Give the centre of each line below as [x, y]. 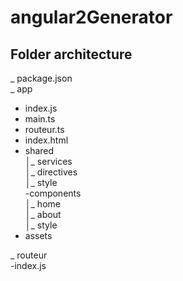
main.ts [40, 119]
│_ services [48, 161]
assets [38, 235]
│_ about [43, 214]
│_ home [42, 204]
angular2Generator [91, 17]
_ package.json [41, 78]
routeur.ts [44, 129]
